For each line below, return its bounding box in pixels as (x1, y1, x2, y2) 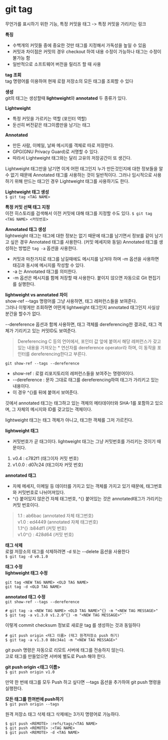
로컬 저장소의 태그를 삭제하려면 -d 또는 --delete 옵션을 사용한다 (5, 548, 130, 554)
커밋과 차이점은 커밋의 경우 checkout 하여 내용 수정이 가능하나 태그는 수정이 (12, 48, 161, 54)
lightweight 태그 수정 (5, 570, 48, 576)
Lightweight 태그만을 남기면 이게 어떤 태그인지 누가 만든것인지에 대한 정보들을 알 (5, 165, 163, 172)
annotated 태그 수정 (5, 594, 46, 600)
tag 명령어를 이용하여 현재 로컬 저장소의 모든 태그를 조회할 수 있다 (5, 78, 134, 84)
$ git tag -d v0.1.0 (5, 554, 49, 559)
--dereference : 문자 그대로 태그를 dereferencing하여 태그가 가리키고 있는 (12, 377, 159, 383)
